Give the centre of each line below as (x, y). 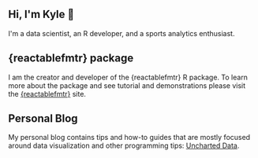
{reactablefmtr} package (71, 59)
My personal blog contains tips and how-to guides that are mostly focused (129, 138)
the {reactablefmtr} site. (47, 94)
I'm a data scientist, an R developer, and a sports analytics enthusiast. (122, 33)
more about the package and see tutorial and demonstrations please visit (127, 85)
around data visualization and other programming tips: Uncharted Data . (124, 145)
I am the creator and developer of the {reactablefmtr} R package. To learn (128, 77)
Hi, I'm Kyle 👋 (41, 15)
